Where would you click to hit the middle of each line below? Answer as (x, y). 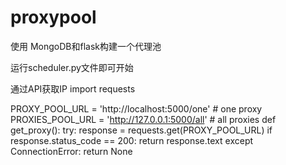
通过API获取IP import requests (73, 88)
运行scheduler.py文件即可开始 (72, 67)
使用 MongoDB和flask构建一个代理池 (86, 46)
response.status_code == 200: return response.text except (132, 140)
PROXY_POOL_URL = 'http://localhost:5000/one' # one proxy (136, 108)
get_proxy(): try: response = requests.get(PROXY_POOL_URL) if (141, 130)
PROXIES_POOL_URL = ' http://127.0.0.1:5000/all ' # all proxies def (143, 119)
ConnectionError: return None (71, 151)
